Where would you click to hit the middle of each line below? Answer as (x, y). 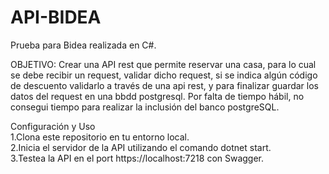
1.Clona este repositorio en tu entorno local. (100, 137)
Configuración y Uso (53, 126)
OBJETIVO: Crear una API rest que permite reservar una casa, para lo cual (163, 64)
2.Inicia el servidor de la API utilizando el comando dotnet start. (141, 147)
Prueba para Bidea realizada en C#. (83, 45)
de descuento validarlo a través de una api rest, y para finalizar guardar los (164, 85)
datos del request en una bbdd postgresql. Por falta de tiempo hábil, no (157, 96)
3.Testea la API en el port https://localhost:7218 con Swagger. (137, 158)
